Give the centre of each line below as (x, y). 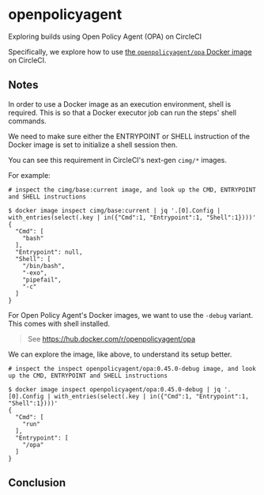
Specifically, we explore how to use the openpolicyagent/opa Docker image (130, 51)
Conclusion (37, 483)
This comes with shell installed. (59, 323)
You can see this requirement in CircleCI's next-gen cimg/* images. (117, 160)
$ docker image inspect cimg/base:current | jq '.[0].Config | (115, 210)
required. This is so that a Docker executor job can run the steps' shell (123, 112)
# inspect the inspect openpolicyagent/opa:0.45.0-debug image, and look (132, 368)
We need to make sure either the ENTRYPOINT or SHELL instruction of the (129, 136)
